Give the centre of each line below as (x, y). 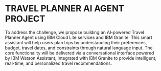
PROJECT (25, 19)
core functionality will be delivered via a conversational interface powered (80, 53)
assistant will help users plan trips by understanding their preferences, (76, 42)
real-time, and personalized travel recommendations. (58, 63)
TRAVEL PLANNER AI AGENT (65, 9)
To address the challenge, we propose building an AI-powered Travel (75, 32)
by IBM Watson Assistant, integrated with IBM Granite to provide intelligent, (81, 58)
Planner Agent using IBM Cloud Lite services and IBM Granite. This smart (79, 37)
